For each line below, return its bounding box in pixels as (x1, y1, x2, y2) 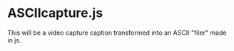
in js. (7, 35, 21, 44)
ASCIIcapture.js (7, 5, 103, 21)
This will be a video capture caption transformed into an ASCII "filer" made (7, 28, 227, 37)
